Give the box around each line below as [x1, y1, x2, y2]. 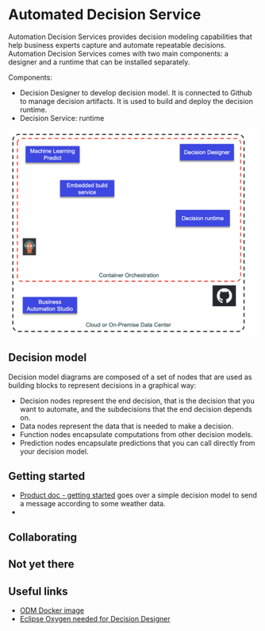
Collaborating [8, 530, 78, 544]
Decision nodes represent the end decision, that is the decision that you [19, 396, 255, 405]
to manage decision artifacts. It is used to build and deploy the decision [19, 96, 254, 106]
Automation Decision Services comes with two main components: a [8, 48, 229, 58]
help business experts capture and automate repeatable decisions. [8, 40, 226, 49]
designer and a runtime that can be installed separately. [8, 57, 190, 67]
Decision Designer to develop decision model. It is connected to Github [19, 87, 252, 97]
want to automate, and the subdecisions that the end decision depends [19, 404, 252, 414]
